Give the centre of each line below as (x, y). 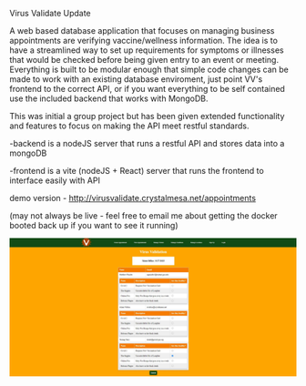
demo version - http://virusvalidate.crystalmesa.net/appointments (133, 198)
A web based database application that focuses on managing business (142, 30)
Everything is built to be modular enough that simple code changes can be (149, 69)
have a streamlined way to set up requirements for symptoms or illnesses (147, 50)
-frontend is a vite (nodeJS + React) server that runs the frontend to (137, 171)
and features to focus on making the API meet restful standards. (129, 126)
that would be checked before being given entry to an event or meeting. (144, 60)
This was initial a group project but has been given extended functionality (147, 116)
